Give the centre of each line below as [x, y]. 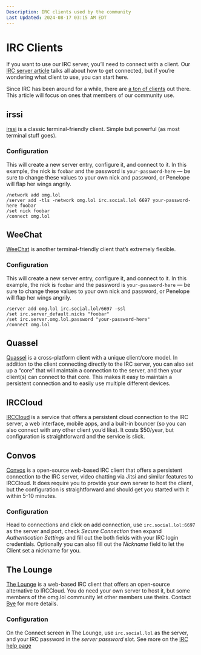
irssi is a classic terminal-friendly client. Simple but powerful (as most [93, 129]
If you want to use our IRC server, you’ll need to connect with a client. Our [98, 64]
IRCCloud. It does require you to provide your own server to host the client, [100, 483]
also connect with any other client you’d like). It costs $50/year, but [90, 430]
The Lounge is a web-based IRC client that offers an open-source [88, 584]
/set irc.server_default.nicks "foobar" [58, 314]
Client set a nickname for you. [44, 551]
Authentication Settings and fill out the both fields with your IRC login [92, 538]
